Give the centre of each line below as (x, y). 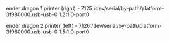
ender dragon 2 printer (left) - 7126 (48, 26)
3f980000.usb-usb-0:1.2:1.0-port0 (48, 14)
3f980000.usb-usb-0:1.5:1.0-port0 (48, 32)
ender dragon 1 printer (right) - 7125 (49, 8)
